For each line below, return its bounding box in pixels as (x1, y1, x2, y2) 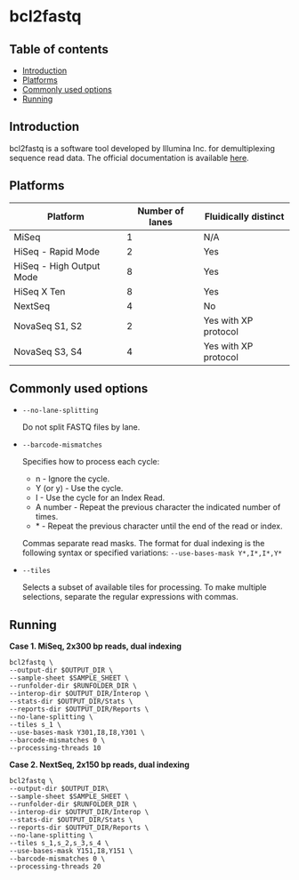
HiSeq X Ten (13, 285, 66, 297)
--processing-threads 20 (9, 862, 101, 871)
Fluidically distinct (204, 210, 285, 222)
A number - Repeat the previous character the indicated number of (35, 502, 281, 513)
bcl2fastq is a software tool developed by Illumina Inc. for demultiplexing (9, 142, 276, 153)
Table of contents (9, 42, 109, 57)
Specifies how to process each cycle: (21, 456, 160, 467)
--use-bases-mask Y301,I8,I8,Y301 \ (9, 728, 145, 738)
